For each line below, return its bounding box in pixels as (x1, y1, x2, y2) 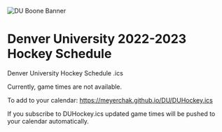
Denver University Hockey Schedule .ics (7, 68, 124, 77)
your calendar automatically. (7, 117, 90, 125)
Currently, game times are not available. (7, 82, 123, 91)
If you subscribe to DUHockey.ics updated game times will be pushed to (7, 109, 216, 118)
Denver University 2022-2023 (7, 31, 187, 47)
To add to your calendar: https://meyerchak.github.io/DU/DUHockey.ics (7, 96, 214, 104)
